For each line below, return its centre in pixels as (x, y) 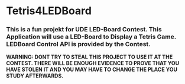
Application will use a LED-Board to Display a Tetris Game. (91, 37)
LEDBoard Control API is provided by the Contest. (78, 44)
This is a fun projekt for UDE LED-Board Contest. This (84, 30)
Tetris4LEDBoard (49, 11)
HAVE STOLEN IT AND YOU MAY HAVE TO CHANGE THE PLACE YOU (92, 70)
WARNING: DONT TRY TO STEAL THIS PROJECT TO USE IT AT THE (90, 57)
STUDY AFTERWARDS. (35, 76)
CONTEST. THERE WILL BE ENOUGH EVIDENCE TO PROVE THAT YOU (93, 63)
